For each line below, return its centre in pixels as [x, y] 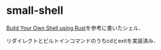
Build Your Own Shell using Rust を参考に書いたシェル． [75, 28]
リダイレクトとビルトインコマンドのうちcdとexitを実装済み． [82, 40]
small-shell [35, 11]
